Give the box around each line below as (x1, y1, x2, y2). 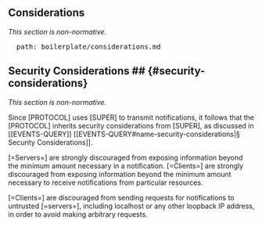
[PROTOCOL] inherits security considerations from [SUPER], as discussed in (8, 121, 254, 130)
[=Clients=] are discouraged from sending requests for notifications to (8, 193, 235, 202)
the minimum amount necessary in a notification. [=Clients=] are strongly (8, 160, 244, 171)
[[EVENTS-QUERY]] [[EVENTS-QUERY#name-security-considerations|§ (8, 129, 241, 139)
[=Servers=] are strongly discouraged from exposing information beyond (8, 153, 243, 162)
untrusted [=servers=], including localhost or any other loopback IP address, (8, 201, 255, 211)
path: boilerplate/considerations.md (16, 42, 161, 51)
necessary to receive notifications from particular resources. (8, 178, 203, 187)
